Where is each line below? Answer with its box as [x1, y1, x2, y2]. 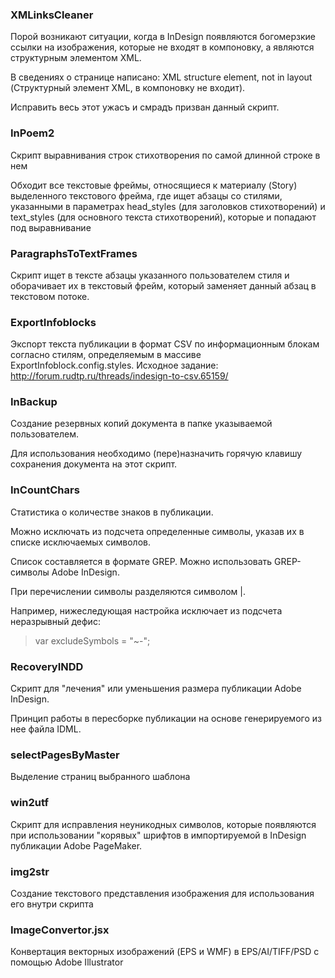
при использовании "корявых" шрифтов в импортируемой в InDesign [10, 829, 307, 841]
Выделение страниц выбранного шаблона [10, 771, 191, 783]
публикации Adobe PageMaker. [10, 839, 143, 852]
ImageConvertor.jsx [10, 923, 110, 937]
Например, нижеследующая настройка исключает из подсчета [10, 604, 283, 617]
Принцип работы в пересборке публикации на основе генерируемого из [10, 713, 322, 725]
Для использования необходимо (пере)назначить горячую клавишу [10, 448, 303, 460]
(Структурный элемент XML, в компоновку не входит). [10, 82, 246, 94]
